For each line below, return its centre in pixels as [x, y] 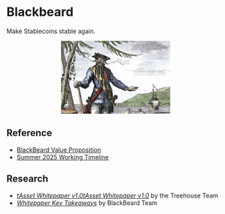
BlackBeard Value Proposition [59, 150]
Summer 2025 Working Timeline [63, 157]
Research [28, 179]
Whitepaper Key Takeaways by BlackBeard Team [87, 203]
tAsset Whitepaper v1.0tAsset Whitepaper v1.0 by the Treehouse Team [117, 195]
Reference [29, 133]
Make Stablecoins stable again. [51, 31]
